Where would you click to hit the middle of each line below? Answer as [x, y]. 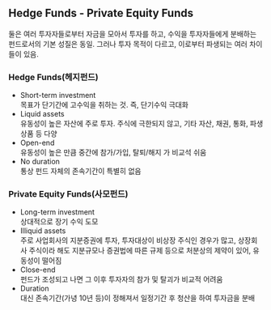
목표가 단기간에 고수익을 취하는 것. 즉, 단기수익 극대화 [104, 105]
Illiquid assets [43, 231]
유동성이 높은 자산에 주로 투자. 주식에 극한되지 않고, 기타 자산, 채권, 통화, [134, 124]
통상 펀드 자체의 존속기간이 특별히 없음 [80, 171]
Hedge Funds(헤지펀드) [53, 77]
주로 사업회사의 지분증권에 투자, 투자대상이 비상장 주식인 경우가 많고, [128, 240]
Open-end [37, 143]
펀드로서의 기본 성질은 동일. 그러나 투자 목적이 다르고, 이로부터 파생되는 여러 [128, 44]
